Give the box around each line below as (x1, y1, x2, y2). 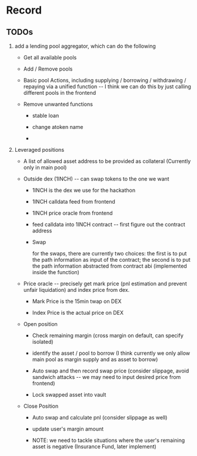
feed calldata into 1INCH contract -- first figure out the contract (32, 221, 185, 228)
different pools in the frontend (23, 89, 96, 96)
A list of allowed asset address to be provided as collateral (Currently (23, 158, 191, 165)
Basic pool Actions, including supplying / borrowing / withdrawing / (23, 77, 186, 84)
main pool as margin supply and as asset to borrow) (32, 356, 158, 362)
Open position (23, 321, 58, 327)
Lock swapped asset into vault (32, 391, 106, 398)
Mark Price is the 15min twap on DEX (32, 298, 122, 305)
